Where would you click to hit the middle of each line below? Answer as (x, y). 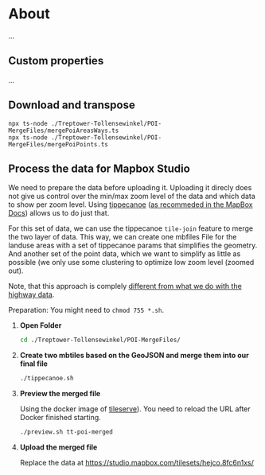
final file (33, 364)
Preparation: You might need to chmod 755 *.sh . (86, 310)
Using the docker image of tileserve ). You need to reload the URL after (135, 409)
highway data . (31, 294)
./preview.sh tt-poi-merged (66, 432)
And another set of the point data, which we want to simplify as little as (125, 254)
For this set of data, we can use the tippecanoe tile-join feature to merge (131, 228)
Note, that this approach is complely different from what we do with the (125, 286)
